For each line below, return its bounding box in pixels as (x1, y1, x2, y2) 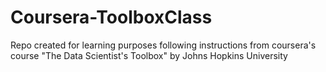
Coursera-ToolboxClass (10, 6, 213, 29)
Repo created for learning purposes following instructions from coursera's (10, 39, 317, 51)
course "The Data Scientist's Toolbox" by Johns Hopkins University (10, 49, 288, 61)
